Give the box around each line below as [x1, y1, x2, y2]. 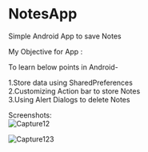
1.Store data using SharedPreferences [8, 78, 134, 87]
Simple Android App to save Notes [8, 31, 122, 41]
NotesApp [8, 5, 78, 23]
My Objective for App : [8, 46, 83, 56]
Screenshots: [8, 110, 52, 120]
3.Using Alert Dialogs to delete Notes [8, 94, 130, 104]
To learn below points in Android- [8, 62, 118, 72]
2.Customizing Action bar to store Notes [8, 86, 141, 96]
